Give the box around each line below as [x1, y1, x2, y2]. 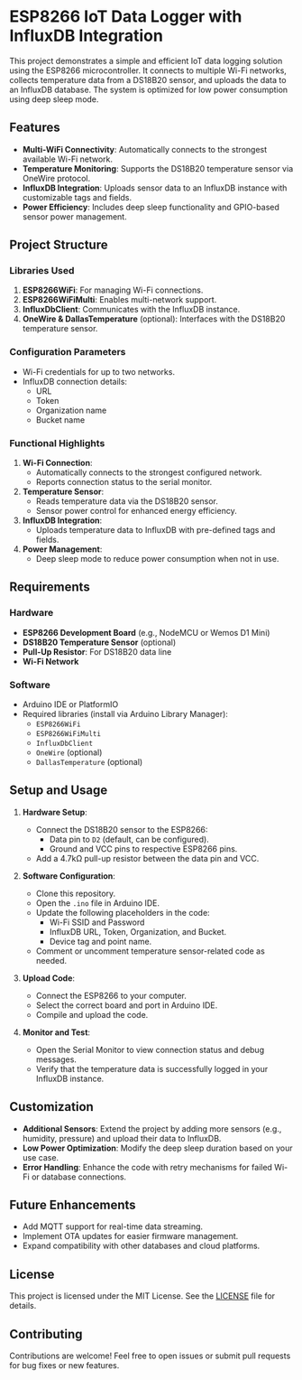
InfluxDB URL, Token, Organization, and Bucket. [49, 926, 227, 937]
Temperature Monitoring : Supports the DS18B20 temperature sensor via [22, 163, 294, 173]
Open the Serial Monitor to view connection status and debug [35, 1044, 264, 1055]
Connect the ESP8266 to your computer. [35, 990, 188, 1001]
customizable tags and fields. [22, 191, 133, 202]
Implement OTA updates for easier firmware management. [22, 1231, 239, 1242]
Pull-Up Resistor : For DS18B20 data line [22, 646, 172, 657]
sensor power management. [22, 210, 128, 222]
